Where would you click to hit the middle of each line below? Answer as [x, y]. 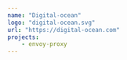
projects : [24, 37]
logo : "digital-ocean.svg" [51, 23]
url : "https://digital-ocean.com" [64, 30]
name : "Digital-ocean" [44, 15]
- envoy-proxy [44, 44]
